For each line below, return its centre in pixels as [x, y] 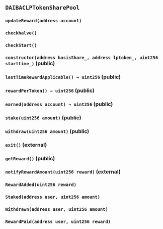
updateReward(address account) [44, 21]
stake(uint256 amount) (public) [43, 117]
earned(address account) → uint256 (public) [59, 104]
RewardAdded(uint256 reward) [41, 185]
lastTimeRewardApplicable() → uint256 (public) [63, 77]
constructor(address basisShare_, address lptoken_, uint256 [82, 58]
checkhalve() [21, 33]
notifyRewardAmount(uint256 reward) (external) [63, 172]
